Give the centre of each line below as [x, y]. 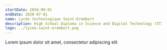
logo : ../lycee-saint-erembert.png [42, 28]
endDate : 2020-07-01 [27, 14]
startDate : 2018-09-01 [29, 10]
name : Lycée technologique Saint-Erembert [50, 19]
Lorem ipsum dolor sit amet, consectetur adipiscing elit [61, 42]
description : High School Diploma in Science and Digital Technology [79, 24]
